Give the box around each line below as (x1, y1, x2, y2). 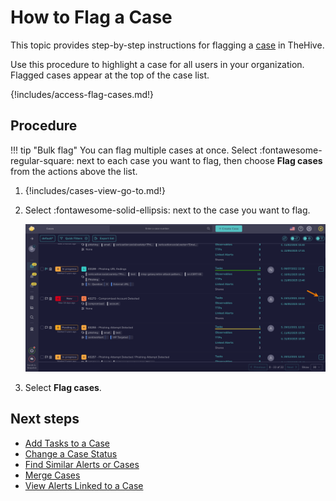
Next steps (10, 411, 80, 428)
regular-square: (10, 154, 75, 166)
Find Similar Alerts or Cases (24, 458, 140, 470)
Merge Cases (24, 469, 81, 481)
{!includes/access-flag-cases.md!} (10, 88, 154, 100)
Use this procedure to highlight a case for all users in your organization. (10, 58, 305, 70)
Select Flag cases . (24, 382, 102, 394)
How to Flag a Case (10, 6, 173, 29)
